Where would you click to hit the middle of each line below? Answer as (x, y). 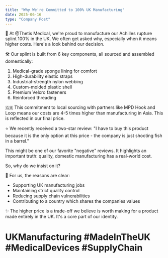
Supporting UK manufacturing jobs (49, 185)
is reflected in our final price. (35, 118)
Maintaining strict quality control (46, 191)
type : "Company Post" (28, 19)
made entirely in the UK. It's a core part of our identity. (62, 217)
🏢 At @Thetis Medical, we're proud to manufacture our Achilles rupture (79, 34)
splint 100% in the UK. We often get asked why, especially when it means (81, 39)
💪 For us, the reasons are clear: (38, 176)
